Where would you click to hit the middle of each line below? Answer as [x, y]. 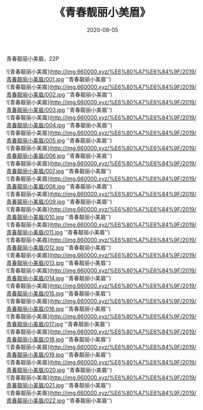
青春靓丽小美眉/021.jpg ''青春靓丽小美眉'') [59, 385]
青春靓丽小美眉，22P [33, 58]
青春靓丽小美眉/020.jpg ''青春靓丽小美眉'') [59, 370]
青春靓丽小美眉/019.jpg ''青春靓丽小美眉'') [59, 354]
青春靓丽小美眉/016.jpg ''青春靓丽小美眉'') [59, 308]
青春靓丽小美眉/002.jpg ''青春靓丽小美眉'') [59, 94]
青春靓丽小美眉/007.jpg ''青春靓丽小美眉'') [59, 171]
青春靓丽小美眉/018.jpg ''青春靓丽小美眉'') [59, 339]
